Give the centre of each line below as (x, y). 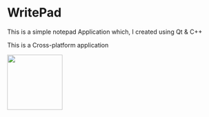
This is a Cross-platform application (58, 45)
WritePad (34, 13)
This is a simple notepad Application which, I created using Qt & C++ (105, 32)
